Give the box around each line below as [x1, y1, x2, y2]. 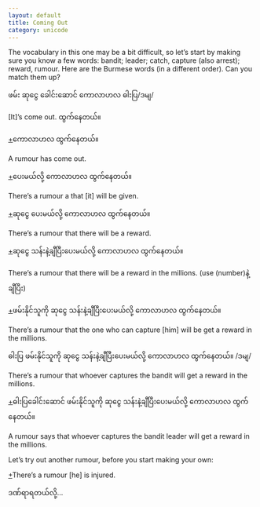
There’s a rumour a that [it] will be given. [8, 191, 139, 201]
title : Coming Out [8, 19, 68, 27]
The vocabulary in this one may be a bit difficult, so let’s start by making [8, 48, 241, 57]
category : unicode [8, 26, 68, 34]
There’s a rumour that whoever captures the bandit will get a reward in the [8, 370, 248, 381]
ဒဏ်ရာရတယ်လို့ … [8, 488, 64, 498]
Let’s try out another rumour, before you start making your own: [8, 455, 214, 465]
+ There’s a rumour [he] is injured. [8, 470, 116, 480]
